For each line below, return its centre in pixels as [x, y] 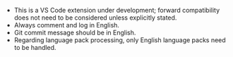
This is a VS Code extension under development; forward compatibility [117, 10]
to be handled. [35, 47]
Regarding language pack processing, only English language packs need [120, 40]
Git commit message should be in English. [75, 32]
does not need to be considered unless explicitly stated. [95, 18]
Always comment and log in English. [67, 25]
